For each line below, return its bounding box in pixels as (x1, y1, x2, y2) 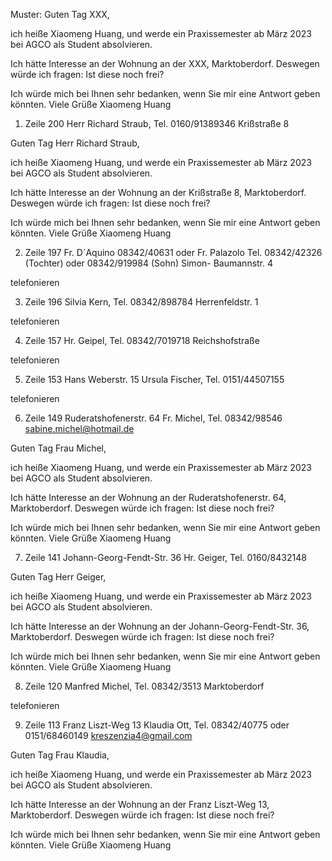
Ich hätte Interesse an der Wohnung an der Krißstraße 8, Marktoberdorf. (10, 187, 307, 198)
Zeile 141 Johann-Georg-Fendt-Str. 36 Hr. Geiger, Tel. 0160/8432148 (24, 552, 307, 563)
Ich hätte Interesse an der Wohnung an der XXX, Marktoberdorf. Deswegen (10, 58, 320, 69)
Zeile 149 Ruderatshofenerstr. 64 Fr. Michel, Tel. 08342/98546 (24, 412, 283, 424)
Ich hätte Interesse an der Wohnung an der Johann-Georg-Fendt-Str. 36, (10, 620, 310, 632)
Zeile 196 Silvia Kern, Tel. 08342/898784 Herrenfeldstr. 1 (24, 296, 259, 308)
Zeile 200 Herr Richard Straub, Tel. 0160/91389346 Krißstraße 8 (24, 118, 290, 129)
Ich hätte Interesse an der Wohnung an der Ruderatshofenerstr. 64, (10, 492, 287, 503)
